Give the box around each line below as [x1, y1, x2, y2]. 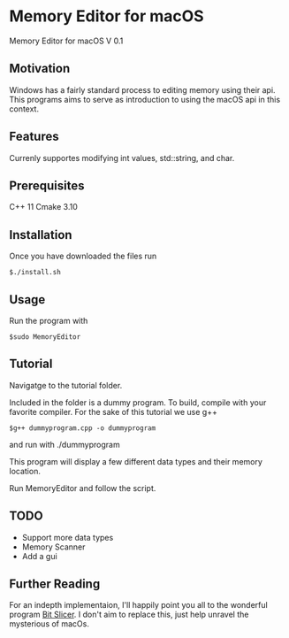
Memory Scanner [21, 542, 86, 552]
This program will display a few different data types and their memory [9, 456, 263, 466]
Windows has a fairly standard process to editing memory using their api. [9, 84, 276, 95]
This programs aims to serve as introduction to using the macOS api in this [9, 94, 281, 104]
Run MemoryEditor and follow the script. [9, 482, 156, 493]
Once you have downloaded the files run [9, 250, 157, 262]
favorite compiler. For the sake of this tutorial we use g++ [9, 406, 218, 417]
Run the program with [9, 316, 88, 326]
